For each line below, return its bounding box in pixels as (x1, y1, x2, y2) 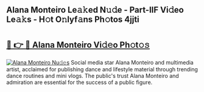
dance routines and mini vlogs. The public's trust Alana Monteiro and (6, 73, 180, 79)
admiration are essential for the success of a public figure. (6, 79, 153, 86)
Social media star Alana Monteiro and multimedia (71, 59, 194, 66)
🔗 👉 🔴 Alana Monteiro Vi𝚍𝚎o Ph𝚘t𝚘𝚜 (6, 40, 150, 50)
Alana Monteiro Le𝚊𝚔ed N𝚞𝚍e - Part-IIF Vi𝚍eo (6, 5, 184, 15)
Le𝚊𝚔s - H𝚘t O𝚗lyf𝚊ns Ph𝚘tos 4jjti (6, 15, 140, 25)
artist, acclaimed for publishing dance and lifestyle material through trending (6, 66, 198, 73)
